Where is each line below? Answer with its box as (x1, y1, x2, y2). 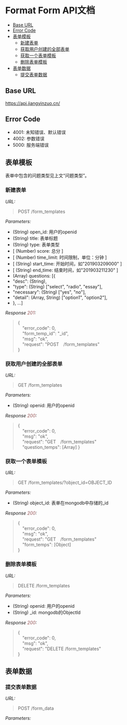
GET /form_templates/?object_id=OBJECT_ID (17, 479, 112, 486)
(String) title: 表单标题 (12, 235, 58, 241)
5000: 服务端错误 (12, 142, 49, 148)
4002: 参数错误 (12, 136, 45, 142)
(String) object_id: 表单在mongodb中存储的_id (12, 500, 109, 506)
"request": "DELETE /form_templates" (22, 646, 102, 652)
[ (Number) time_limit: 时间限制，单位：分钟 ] (12, 254, 107, 260)
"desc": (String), (12, 278, 47, 284)
